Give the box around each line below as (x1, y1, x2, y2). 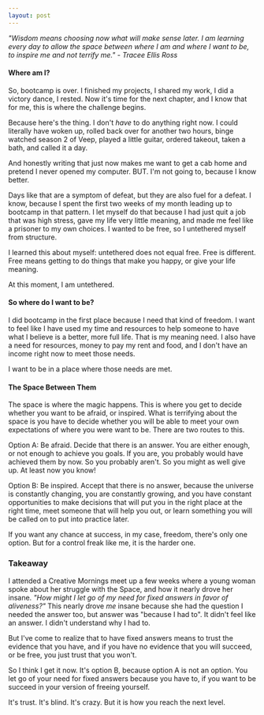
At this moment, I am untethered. (8, 280, 115, 289)
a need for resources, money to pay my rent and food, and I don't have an (8, 341, 248, 350)
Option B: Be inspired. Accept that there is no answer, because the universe (8, 481, 254, 491)
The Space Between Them (8, 382, 97, 392)
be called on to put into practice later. (8, 514, 130, 524)
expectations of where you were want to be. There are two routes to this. (8, 425, 245, 435)
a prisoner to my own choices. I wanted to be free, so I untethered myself (8, 224, 247, 233)
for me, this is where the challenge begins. (8, 102, 147, 111)
